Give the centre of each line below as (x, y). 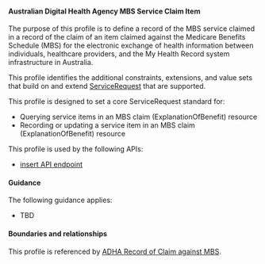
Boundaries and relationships (58, 233)
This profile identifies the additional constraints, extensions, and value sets (130, 78)
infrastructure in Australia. (51, 63)
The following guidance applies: (60, 200)
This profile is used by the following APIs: (76, 149)
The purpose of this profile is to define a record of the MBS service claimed (132, 29)
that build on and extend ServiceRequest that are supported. (107, 86)
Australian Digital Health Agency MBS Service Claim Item (104, 11)
